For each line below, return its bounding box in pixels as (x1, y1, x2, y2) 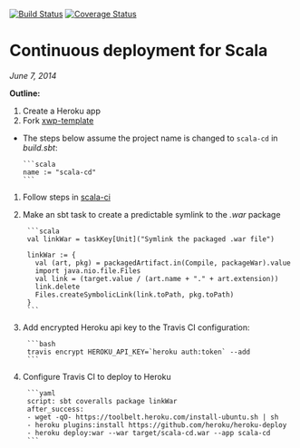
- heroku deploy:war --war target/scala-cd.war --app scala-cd (26, 428, 271, 437)
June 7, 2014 (9, 70, 57, 81)
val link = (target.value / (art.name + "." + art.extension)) (34, 274, 279, 283)
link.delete (34, 282, 81, 291)
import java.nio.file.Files (34, 266, 141, 276)
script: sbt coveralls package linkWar (26, 396, 178, 405)
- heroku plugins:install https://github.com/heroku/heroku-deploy (26, 420, 287, 430)
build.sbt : (22, 141, 58, 153)
